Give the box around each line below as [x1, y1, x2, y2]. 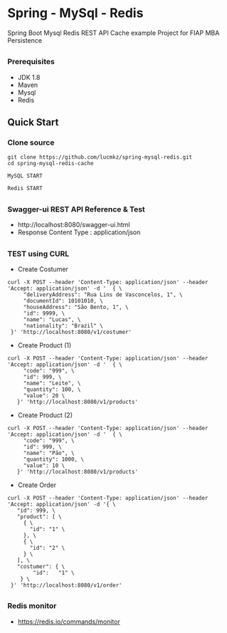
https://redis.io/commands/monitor [17, 617, 121, 626]
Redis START [7, 185, 43, 192]
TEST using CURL [7, 249, 70, 258]
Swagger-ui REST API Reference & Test [7, 204, 146, 214]
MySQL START [7, 172, 43, 179]
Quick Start [7, 116, 59, 129]
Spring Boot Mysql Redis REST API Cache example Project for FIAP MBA [7, 28, 220, 37]
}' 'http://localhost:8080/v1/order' [10, 582, 122, 589]
